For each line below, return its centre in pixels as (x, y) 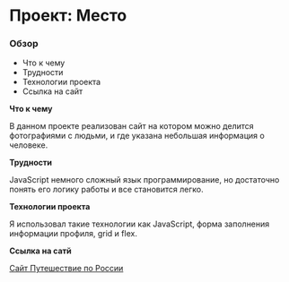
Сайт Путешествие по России (66, 269)
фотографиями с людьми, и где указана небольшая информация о (137, 136)
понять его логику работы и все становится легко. (106, 190)
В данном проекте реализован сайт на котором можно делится (131, 126)
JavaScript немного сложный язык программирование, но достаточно (144, 180)
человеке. (29, 145)
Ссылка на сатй (40, 251)
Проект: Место (68, 16)
